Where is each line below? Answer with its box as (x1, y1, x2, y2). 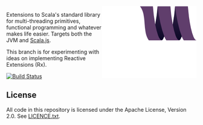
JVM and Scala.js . (6, 37, 51, 44)
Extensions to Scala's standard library (6, 11, 101, 18)
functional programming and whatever (6, 24, 101, 31)
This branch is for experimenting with (6, 48, 100, 55)
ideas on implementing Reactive (6, 55, 86, 62)
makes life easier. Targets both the (6, 30, 92, 37)
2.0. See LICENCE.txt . (6, 112, 60, 120)
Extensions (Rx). (6, 61, 47, 68)
